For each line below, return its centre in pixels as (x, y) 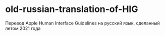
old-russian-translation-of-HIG (72, 9)
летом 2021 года (23, 28)
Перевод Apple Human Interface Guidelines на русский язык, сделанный (82, 23)
